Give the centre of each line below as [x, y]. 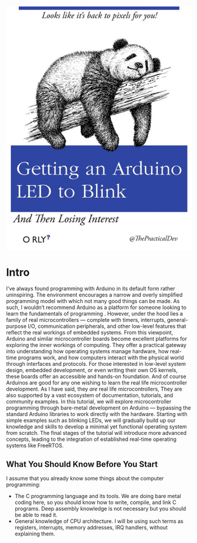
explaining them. [35, 534]
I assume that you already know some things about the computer [85, 479]
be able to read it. [36, 515]
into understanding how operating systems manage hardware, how [88, 352]
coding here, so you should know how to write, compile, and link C [96, 502]
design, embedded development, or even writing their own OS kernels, [92, 370]
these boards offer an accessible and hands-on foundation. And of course [96, 376]
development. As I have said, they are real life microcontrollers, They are [94, 389]
